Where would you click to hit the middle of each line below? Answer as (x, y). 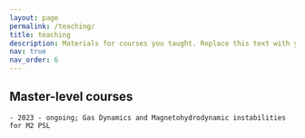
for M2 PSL (30, 125)
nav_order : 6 (34, 60)
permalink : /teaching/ (52, 26)
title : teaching (40, 34)
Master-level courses (71, 97)
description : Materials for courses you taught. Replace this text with (150, 43)
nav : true (28, 52)
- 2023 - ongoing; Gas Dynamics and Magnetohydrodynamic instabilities (148, 118)
